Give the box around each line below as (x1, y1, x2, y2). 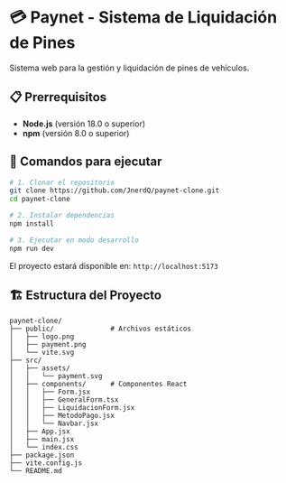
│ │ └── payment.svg (9, 371, 103, 380)
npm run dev (9, 244, 54, 253)
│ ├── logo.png (9, 331, 75, 341)
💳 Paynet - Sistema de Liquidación (9, 7, 278, 28)
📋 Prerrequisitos (9, 89, 107, 105)
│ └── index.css (9, 442, 78, 451)
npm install (9, 219, 54, 228)
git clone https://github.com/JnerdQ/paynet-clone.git (9, 186, 220, 195)
